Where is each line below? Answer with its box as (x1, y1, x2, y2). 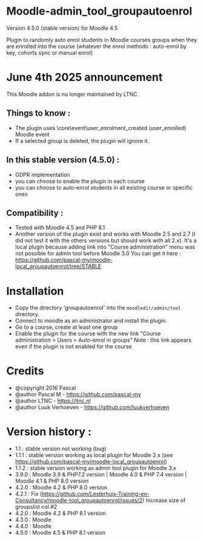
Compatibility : (6, 208, 64, 218)
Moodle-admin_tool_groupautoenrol (6, 4, 193, 18)
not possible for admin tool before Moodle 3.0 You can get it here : (15, 250, 181, 257)
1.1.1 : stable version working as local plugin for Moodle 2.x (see (15, 452, 173, 459)
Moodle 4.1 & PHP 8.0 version (15, 477, 89, 484)
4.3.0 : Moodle (15, 516, 52, 523)
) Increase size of (142, 497, 186, 504)
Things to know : (6, 108, 71, 119)
